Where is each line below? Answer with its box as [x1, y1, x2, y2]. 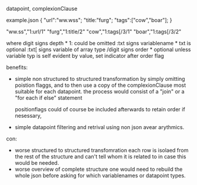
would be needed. [14, 159, 59, 166]
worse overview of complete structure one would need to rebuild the [14, 166, 183, 173]
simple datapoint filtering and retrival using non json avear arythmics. [14, 124, 185, 130]
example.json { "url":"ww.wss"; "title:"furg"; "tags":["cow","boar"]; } [6, 17, 172, 23]
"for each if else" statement [14, 95, 82, 101]
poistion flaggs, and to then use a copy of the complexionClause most [14, 81, 186, 89]
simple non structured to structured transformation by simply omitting [14, 76, 185, 82]
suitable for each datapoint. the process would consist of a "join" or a [14, 88, 185, 95]
